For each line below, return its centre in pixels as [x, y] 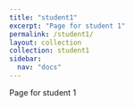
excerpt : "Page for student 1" [67, 26]
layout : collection [46, 42]
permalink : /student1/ [51, 34]
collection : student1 [50, 51]
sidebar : [25, 59]
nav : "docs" [40, 68]
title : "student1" [43, 17]
